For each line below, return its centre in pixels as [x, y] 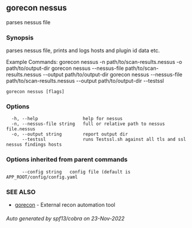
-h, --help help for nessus [67, 119]
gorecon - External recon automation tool [65, 205]
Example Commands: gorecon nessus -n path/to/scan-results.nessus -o [94, 62]
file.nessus [21, 129]
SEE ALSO [21, 192]
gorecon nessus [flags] [35, 92]
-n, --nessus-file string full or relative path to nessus [88, 124]
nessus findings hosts [34, 145]
